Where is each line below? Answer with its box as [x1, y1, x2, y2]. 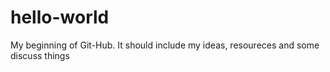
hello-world [10, 6, 110, 29]
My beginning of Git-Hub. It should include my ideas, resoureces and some [10, 39, 320, 51]
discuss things [10, 49, 70, 61]
